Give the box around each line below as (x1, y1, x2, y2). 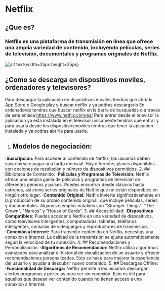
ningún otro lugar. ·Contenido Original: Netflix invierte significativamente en (5, 192, 161, 198)
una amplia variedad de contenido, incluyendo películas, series (5, 44, 160, 51)
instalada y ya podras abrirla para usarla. (5, 128, 88, 134)
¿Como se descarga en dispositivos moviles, (5, 75, 146, 84)
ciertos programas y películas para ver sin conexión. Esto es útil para (5, 270, 146, 277)
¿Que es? (5, 23, 35, 32)
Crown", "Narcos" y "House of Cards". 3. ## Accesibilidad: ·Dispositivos (5, 208, 153, 214)
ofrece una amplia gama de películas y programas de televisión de (5, 176, 140, 182)
